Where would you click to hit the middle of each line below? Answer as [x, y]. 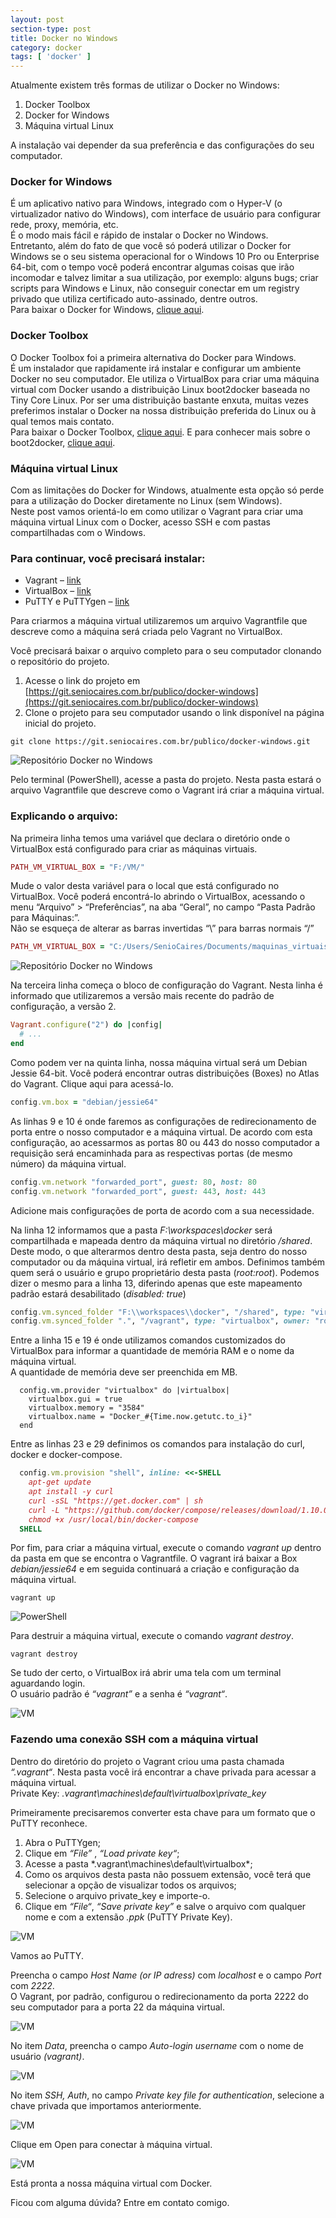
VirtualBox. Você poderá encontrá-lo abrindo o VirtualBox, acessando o [158, 897]
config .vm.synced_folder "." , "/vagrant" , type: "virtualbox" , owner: [160, 1321]
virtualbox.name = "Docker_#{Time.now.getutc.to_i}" [140, 1417]
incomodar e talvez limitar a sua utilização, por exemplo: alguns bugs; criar [164, 278]
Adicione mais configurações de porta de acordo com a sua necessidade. [162, 1210]
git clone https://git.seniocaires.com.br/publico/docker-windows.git [160, 742]
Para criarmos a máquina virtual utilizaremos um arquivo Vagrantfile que [159, 621]
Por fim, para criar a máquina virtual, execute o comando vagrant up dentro [166, 1548]
